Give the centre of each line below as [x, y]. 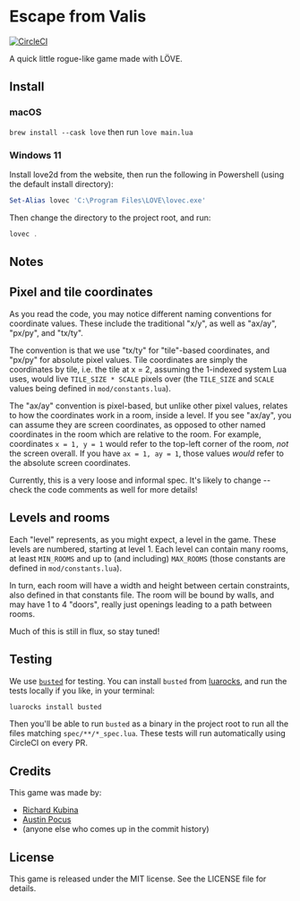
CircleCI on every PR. [48, 743]
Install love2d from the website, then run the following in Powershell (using [147, 174]
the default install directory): [61, 184]
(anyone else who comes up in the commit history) [116, 829]
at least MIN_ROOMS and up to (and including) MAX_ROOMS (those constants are [148, 558]
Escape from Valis [78, 17]
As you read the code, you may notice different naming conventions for [141, 313]
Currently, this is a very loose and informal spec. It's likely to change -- [140, 480]
